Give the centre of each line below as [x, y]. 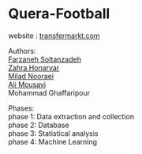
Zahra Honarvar [34, 67]
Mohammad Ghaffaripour [49, 92]
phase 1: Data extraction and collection [71, 116]
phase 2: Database [39, 125]
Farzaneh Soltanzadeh [45, 59]
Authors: [22, 51]
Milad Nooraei [31, 76]
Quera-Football [59, 14]
